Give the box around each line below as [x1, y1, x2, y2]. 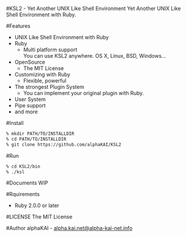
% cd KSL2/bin [6, 163, 41, 169]
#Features [6, 23, 31, 29]
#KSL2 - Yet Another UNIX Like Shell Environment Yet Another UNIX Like [6, 5, 181, 12]
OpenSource [14, 58, 46, 65]
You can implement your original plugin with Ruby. [23, 90, 144, 96]
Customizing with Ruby [14, 71, 71, 78]
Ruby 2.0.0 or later [14, 202, 60, 209]
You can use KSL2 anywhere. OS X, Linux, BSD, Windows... [23, 53, 167, 59]
